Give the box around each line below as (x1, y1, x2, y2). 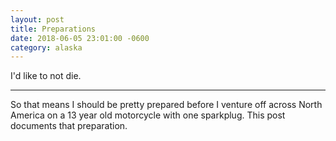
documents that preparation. (10, 120, 128, 132)
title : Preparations (10, 24, 97, 34)
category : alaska (10, 42, 83, 53)
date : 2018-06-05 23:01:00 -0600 (10, 33, 150, 43)
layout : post (10, 14, 65, 25)
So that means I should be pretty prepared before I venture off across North (10, 99, 323, 111)
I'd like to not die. (10, 70, 82, 82)
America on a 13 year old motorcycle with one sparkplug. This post (10, 109, 286, 121)
